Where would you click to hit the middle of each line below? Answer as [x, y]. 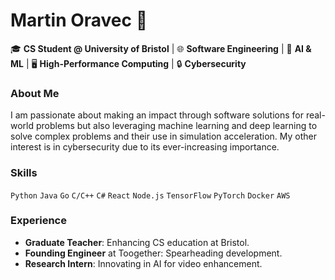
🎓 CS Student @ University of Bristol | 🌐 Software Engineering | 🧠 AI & [161, 48]
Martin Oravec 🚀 [79, 20]
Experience [38, 221]
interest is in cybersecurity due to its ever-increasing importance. [145, 147]
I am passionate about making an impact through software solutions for [157, 115]
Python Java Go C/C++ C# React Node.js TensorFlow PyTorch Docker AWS [150, 195]
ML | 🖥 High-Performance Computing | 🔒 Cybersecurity [128, 63]
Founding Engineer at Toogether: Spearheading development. [153, 253]
